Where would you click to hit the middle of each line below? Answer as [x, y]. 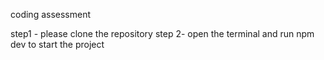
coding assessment [51, 14]
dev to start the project [57, 44]
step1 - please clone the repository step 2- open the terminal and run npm [162, 33]
